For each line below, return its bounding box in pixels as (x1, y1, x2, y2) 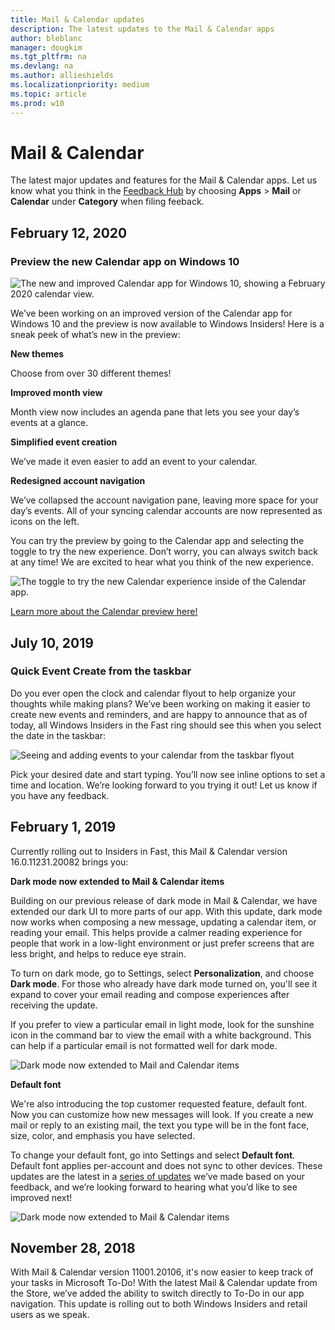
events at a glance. (10, 417, 89, 429)
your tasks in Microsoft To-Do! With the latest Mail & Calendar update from (10, 1277, 318, 1289)
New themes (10, 348, 65, 360)
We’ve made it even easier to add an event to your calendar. (10, 456, 258, 468)
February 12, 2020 (10, 224, 128, 241)
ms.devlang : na (10, 61, 74, 71)
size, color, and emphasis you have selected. (10, 1129, 196, 1141)
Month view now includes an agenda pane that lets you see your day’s (10, 406, 300, 418)
